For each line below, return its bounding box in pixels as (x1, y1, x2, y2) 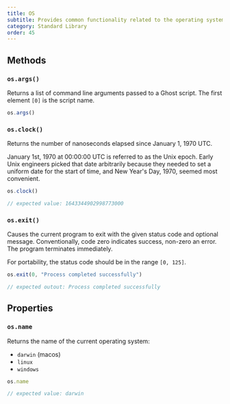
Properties (7, 303, 53, 314)
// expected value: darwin (7, 390, 84, 397)
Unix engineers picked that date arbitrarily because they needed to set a (7, 160, 212, 168)
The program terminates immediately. (7, 244, 113, 253)
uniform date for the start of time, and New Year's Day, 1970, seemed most (7, 167, 218, 175)
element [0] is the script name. (7, 96, 94, 104)
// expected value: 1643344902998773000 (7, 200, 125, 207)
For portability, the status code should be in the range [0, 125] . (7, 258, 187, 266)
